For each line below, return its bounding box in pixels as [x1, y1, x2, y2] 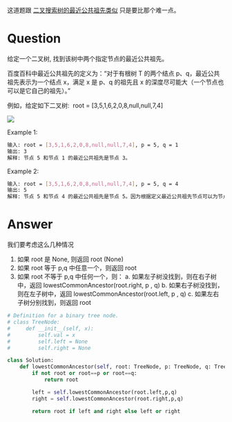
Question [7, 30, 61, 46]
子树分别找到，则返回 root [17, 299, 92, 307]
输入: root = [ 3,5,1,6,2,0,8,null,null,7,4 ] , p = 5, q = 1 [7, 141, 179, 148]
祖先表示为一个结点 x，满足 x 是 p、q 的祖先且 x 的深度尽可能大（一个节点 [7, 78, 218, 86]
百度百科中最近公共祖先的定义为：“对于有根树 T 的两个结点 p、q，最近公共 [7, 69, 220, 78]
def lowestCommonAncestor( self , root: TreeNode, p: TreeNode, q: [19, 363, 212, 371]
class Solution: [7, 357, 54, 364]
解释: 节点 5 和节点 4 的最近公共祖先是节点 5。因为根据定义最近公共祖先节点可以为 [7, 193, 218, 200]
